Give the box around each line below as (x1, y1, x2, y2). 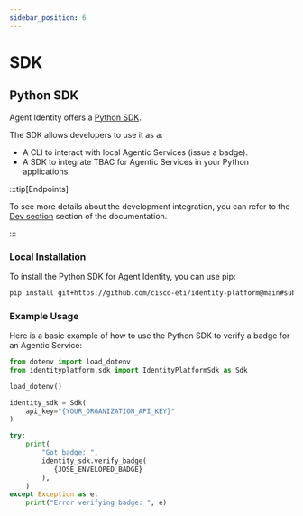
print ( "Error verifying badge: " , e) (25, 498, 168, 508)
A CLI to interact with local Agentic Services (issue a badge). (22, 146, 248, 158)
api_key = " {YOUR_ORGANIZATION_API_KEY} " (25, 407, 176, 416)
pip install (9, 288, 54, 298)
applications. (22, 166, 70, 177)
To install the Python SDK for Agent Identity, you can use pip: (9, 271, 236, 281)
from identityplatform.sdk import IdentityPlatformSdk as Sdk (9, 365, 248, 374)
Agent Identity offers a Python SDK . (9, 112, 142, 123)
